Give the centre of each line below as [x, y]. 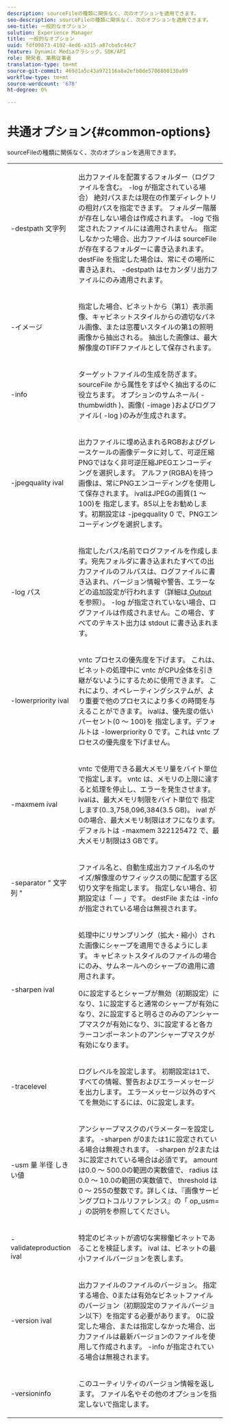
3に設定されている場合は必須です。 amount [148, 1160]
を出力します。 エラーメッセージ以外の [141, 1092]
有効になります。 [105, 1045]
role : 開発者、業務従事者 [39, 58]
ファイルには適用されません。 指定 [162, 228]
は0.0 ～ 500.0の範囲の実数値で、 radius [144, 1170]
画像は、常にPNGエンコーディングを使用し [147, 483]
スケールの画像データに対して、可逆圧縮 [150, 452]
